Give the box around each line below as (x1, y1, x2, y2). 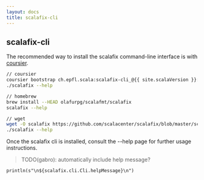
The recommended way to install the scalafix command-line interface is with (6, 53, 198, 61)
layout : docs (6, 8, 39, 15)
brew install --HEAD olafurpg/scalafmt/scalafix (6, 99, 132, 105)
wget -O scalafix (6, 121, 50, 127)
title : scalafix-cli (6, 15, 59, 21)
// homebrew (6, 93, 36, 99)
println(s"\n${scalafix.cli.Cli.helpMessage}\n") (6, 168, 135, 174)
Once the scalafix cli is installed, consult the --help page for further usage (6, 138, 192, 145)
